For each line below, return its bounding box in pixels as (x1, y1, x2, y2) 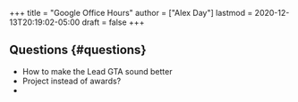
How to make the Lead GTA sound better (21, 66, 173, 76)
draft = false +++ (81, 17, 145, 27)
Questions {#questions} (9, 43, 147, 58)
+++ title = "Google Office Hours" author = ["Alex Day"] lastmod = (9, 8, 253, 18)
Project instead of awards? (21, 75, 122, 86)
